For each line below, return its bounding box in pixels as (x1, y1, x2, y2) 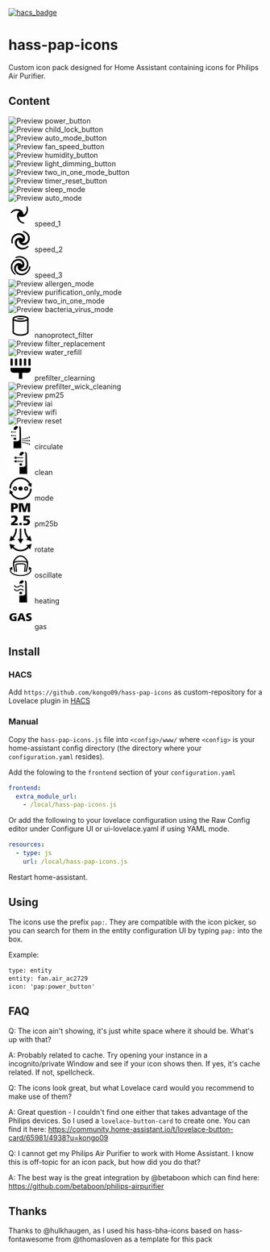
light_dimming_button (44, 158, 117, 169)
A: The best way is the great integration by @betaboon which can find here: (8, 1172, 260, 1182)
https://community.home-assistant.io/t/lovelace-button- (48, 1124, 234, 1133)
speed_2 (34, 244, 63, 254)
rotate (34, 545, 55, 554)
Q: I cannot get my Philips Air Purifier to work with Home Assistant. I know (8, 1148, 254, 1158)
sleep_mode (44, 184, 86, 194)
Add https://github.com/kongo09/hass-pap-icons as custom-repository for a (8, 687, 263, 697)
